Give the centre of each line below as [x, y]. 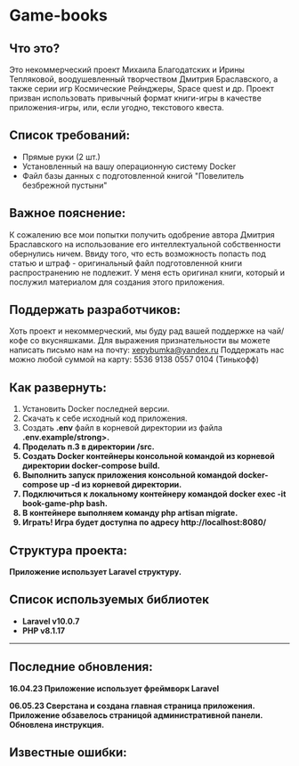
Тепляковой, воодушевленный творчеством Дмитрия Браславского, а [144, 79]
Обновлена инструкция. [57, 724]
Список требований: [70, 136]
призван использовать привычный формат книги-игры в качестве [136, 98]
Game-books [59, 16]
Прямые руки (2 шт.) [61, 157]
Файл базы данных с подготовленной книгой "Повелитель [133, 175]
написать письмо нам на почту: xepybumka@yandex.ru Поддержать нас [147, 350]
